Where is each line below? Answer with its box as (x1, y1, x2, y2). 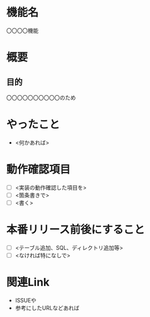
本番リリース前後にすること (6, 223, 145, 237)
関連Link (6, 276, 50, 290)
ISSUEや (15, 297, 37, 304)
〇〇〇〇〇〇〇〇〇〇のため (6, 94, 76, 101)
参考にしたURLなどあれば (15, 304, 80, 312)
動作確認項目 (6, 163, 71, 177)
